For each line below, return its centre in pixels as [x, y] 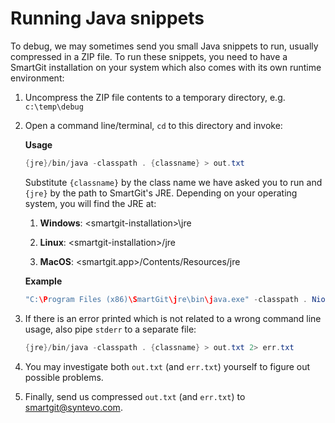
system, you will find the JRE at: [90, 203]
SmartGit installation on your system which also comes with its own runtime [166, 67]
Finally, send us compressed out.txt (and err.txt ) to [135, 396]
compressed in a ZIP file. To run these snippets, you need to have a [149, 56]
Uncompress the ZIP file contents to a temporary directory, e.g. [155, 97]
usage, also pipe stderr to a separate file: [110, 329]
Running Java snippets [107, 18]
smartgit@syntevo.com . [73, 407]
